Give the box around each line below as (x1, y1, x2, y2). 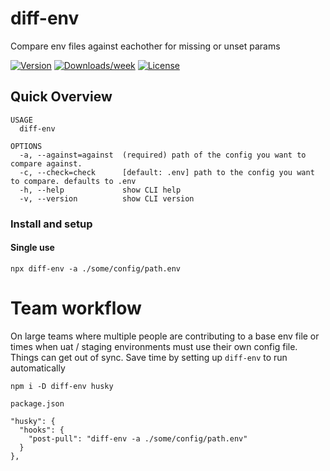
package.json (10, 398, 65, 409)
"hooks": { (19, 425, 65, 435)
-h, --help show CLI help (19, 185, 182, 195)
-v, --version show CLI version (19, 193, 195, 204)
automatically (10, 362, 66, 374)
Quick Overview (10, 88, 113, 106)
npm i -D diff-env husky (10, 381, 114, 391)
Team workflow (10, 297, 142, 320)
